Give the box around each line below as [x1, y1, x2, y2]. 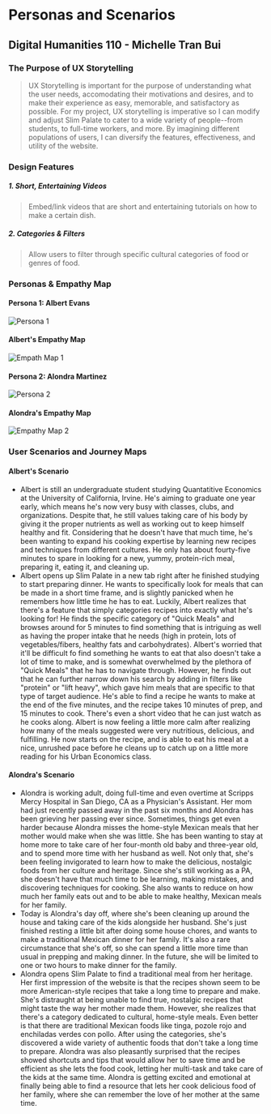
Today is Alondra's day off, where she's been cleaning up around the [19, 908, 250, 918]
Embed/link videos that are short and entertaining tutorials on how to [28, 201, 257, 212]
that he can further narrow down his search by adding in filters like [19, 674, 243, 683]
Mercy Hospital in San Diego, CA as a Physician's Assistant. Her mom [19, 796, 252, 806]
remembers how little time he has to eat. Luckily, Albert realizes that [19, 596, 247, 606]
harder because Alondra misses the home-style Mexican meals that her [19, 822, 259, 832]
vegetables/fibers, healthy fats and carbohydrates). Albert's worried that [19, 639, 263, 649]
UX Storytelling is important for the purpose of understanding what [28, 80, 252, 90]
